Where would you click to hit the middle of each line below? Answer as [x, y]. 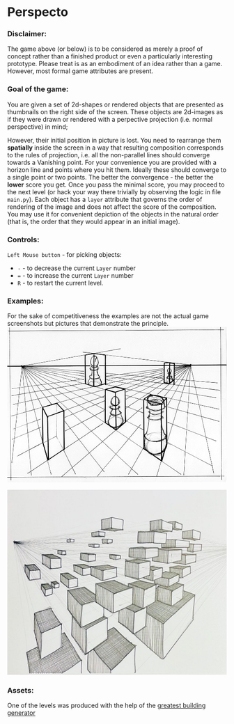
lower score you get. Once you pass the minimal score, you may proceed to [116, 184]
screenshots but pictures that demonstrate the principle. [88, 324]
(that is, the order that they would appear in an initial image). [94, 221]
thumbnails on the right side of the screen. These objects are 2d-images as [115, 111]
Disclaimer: [27, 34]
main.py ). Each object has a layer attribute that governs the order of [105, 199]
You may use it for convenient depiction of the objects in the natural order [113, 214]
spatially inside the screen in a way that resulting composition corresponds [116, 148]
